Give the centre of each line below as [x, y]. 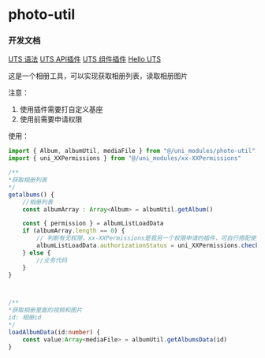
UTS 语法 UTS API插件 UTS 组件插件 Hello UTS [85, 59]
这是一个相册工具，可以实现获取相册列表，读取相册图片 [98, 76]
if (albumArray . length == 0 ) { [74, 231]
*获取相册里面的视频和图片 [45, 310]
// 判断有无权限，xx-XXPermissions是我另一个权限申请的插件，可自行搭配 [144, 238]
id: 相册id [25, 318]
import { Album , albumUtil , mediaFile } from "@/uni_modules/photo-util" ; [134, 151]
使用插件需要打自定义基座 [61, 110]
